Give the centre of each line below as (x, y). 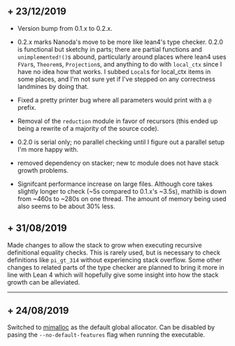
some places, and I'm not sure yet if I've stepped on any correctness (116, 79)
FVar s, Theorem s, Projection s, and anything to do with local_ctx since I (120, 64)
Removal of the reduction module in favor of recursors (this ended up (117, 121)
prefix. (27, 107)
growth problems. (43, 170)
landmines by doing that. (53, 86)
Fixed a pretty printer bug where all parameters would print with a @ (114, 100)
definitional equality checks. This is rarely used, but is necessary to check (114, 252)
